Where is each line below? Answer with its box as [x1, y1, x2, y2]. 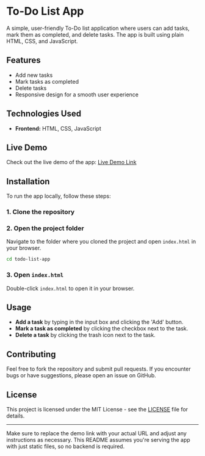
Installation [6, 176, 50, 187]
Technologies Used [6, 109, 81, 119]
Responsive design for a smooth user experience [15, 90, 139, 98]
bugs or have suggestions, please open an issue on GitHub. [6, 372, 157, 379]
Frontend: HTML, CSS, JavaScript [15, 125, 102, 132]
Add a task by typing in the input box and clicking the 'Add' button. [15, 319, 184, 326]
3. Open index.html [6, 270, 64, 279]
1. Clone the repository [6, 208, 75, 216]
